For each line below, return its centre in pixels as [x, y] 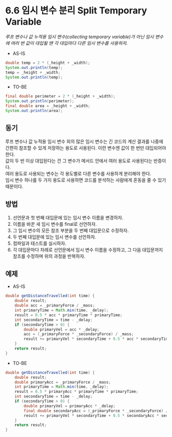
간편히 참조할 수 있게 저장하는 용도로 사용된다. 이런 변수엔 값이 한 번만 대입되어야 [86, 148]
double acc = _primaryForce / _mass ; [55, 306]
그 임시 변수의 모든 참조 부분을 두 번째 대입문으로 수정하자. [71, 230]
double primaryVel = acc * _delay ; [62, 330]
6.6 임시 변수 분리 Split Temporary [76, 11]
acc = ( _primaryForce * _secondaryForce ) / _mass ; [79, 334]
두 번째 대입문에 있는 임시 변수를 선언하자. [54, 236]
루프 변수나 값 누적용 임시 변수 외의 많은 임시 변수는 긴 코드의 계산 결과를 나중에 [84, 141]
